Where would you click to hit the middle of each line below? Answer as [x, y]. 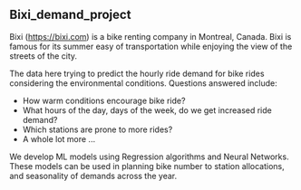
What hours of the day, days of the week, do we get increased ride [147, 110]
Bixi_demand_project [70, 15]
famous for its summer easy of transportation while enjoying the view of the [151, 46]
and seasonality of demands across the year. [93, 176]
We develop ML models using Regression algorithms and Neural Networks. [149, 157]
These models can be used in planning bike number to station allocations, [147, 166]
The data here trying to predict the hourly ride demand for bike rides [137, 73]
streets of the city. [44, 56]
